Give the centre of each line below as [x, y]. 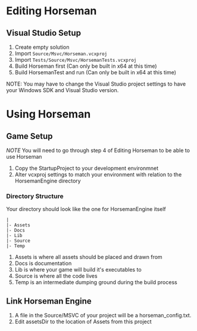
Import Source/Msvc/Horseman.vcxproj [61, 53]
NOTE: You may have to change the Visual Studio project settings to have [96, 84]
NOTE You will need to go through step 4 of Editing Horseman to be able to [98, 150]
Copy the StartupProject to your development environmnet [87, 168]
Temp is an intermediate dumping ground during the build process [96, 282]
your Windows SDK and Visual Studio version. [62, 90]
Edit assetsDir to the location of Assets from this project [83, 321]
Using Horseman [49, 114]
